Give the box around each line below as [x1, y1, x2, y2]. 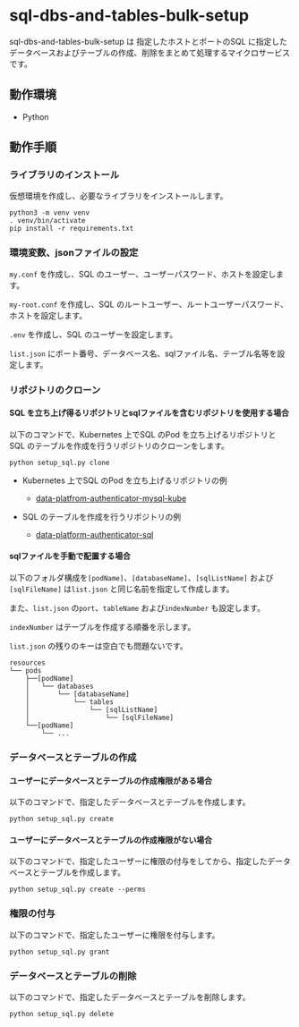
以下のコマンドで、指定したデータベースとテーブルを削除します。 [9, 991, 251, 1002]
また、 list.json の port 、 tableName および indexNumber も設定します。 [9, 603, 266, 614]
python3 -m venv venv [9, 208, 90, 217]
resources [9, 658, 47, 667]
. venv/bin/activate [9, 216, 87, 225]
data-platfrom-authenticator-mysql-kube [35, 493, 187, 504]
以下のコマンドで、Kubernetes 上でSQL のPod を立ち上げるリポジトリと [9, 429, 277, 439]
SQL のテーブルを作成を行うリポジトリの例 [21, 511, 182, 522]
